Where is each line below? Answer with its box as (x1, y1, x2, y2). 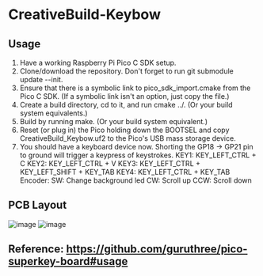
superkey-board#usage (8, 255, 128, 268)
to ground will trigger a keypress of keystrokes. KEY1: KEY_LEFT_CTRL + (19, 150, 257, 160)
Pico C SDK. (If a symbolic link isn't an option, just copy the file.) (19, 92, 230, 100)
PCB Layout (8, 198, 67, 212)
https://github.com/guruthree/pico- (66, 243, 248, 256)
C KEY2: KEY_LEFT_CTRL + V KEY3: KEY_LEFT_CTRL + (19, 159, 200, 168)
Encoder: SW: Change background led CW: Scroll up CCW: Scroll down (19, 176, 252, 185)
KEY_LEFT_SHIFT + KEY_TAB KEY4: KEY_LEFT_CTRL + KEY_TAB (19, 168, 231, 176)
